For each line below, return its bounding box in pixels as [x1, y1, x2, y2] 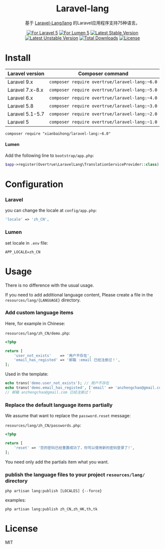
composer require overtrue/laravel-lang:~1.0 [49, 119, 158, 125]
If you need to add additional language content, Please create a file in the [5, 292, 153, 297]
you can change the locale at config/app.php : [5, 208, 97, 214]
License [5, 523, 38, 534]
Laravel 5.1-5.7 [7, 110, 45, 117]
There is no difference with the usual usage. [5, 282, 94, 288]
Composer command [78, 70, 129, 77]
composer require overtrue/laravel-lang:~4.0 [49, 95, 158, 101]
